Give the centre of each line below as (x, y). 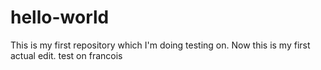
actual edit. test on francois (66, 55)
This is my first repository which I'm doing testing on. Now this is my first (160, 45)
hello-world (60, 17)
